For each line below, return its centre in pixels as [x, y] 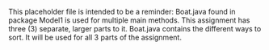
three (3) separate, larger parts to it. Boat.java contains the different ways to [135, 29]
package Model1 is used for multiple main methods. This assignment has [129, 20]
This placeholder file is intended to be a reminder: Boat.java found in [122, 12]
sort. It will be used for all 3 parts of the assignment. [95, 37]
